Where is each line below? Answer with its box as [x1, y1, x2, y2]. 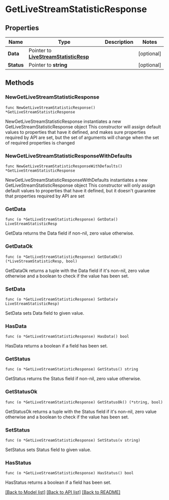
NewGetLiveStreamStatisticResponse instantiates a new [5, 118, 122, 124]
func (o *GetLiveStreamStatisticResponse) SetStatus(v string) [5, 438, 141, 443]
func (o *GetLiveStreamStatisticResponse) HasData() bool [5, 334, 129, 339]
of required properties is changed [5, 139, 75, 146]
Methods [5, 79, 34, 87]
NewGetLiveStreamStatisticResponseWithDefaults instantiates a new [5, 177, 148, 183]
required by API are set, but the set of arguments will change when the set [5, 134, 159, 140]
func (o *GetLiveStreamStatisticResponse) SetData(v [5, 297, 118, 302]
